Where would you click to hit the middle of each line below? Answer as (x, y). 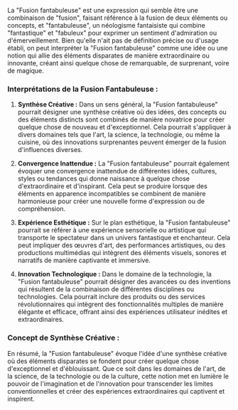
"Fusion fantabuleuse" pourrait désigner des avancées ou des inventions (124, 282)
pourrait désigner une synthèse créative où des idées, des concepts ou (122, 112)
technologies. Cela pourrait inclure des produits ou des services (112, 297)
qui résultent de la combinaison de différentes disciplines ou (106, 289)
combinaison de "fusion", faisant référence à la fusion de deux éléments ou (118, 18)
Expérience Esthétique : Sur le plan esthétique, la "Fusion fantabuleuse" (124, 222)
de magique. (26, 71)
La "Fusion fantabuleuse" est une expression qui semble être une (103, 10)
